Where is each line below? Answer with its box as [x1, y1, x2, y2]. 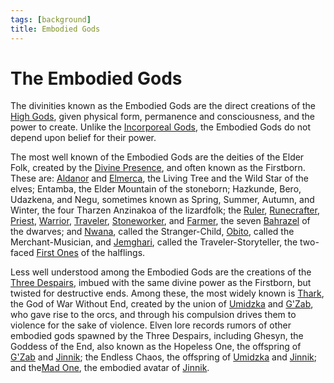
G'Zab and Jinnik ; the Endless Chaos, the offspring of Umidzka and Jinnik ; [10, 351, 317, 363]
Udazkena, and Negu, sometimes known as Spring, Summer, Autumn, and [10, 194, 315, 206]
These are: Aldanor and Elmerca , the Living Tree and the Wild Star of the [10, 172, 310, 185]
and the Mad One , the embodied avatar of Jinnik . [10, 362, 210, 374]
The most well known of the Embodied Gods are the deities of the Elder [10, 151, 305, 163]
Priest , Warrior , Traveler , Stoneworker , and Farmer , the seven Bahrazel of [10, 215, 311, 227]
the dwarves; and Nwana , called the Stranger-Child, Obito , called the [10, 226, 295, 238]
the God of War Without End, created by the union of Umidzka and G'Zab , [10, 298, 314, 310]
